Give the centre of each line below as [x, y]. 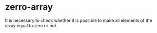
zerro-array [29, 7]
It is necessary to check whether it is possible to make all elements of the [79, 20]
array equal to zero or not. [31, 25]
